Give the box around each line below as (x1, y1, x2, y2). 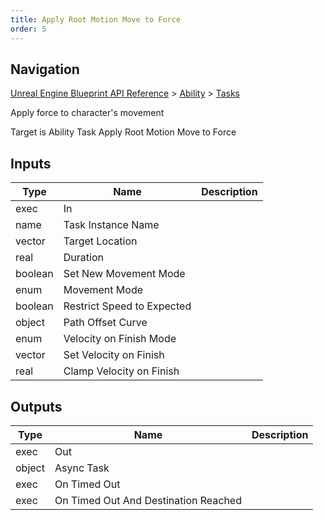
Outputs (10, 398, 63, 415)
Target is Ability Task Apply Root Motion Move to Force (10, 126, 237, 138)
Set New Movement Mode (63, 267, 186, 281)
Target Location (63, 234, 138, 248)
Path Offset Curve (63, 316, 148, 330)
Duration (63, 251, 104, 265)
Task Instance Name (63, 218, 160, 232)
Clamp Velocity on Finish (63, 364, 180, 378)
